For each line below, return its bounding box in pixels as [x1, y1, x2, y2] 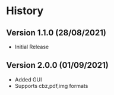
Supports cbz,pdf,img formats [14, 82, 88, 89]
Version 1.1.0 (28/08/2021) [6, 28, 107, 38]
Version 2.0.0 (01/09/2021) [6, 60, 109, 70]
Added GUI [14, 76, 42, 83]
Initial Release [14, 43, 49, 50]
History [6, 4, 44, 18]
